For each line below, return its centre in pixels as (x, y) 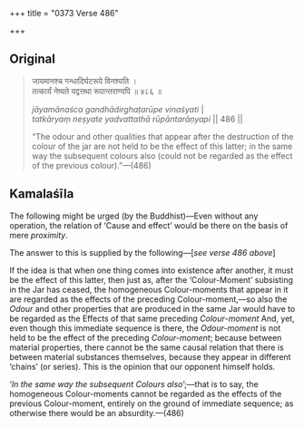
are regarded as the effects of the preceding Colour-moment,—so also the (148, 299)
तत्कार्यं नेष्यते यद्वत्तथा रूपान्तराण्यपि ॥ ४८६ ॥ (96, 91)
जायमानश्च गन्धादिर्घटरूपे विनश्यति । (84, 81)
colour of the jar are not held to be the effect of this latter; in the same (162, 146)
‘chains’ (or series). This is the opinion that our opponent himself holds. (142, 366)
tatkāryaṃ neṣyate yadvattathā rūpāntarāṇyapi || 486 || (137, 119)
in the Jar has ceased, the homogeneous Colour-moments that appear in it (149, 289)
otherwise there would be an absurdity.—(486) (97, 412)
